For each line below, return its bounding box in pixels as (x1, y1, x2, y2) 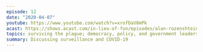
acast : (6, 25, 23, 32)
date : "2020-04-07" (6, 14, 56, 20)
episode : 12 (6, 8, 36, 15)
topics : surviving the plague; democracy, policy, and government (6, 31, 177, 37)
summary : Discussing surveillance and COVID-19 (6, 36, 129, 42)
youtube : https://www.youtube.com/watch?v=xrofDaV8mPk (6, 20, 147, 26)
